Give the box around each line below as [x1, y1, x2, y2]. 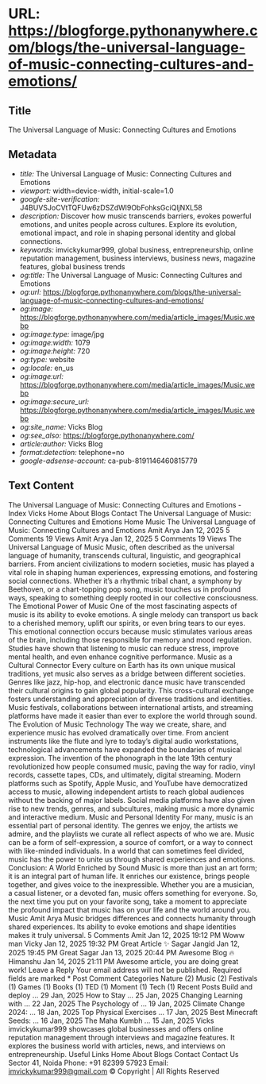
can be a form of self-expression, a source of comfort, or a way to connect [8, 837, 253, 847]
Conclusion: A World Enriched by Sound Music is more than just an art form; [8, 862, 258, 872]
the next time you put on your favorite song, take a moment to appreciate [8, 897, 248, 906]
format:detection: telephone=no [19, 447, 125, 457]
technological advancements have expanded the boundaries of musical [8, 744, 242, 754]
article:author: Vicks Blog [19, 438, 103, 449]
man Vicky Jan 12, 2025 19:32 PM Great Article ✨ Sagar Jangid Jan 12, [8, 939, 241, 948]
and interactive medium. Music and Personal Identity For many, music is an [8, 812, 253, 822]
